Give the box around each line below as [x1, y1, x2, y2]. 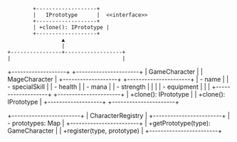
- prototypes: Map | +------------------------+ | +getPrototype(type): [7, 119, 211, 127]
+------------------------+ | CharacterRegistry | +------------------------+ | [7, 111, 230, 119]
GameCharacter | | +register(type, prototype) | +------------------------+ [7, 126, 223, 135]
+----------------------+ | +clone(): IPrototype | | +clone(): [53, 90, 226, 98]
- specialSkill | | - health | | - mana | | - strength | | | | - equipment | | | [7, 82, 211, 91]
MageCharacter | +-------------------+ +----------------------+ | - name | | [7, 75, 229, 83]
